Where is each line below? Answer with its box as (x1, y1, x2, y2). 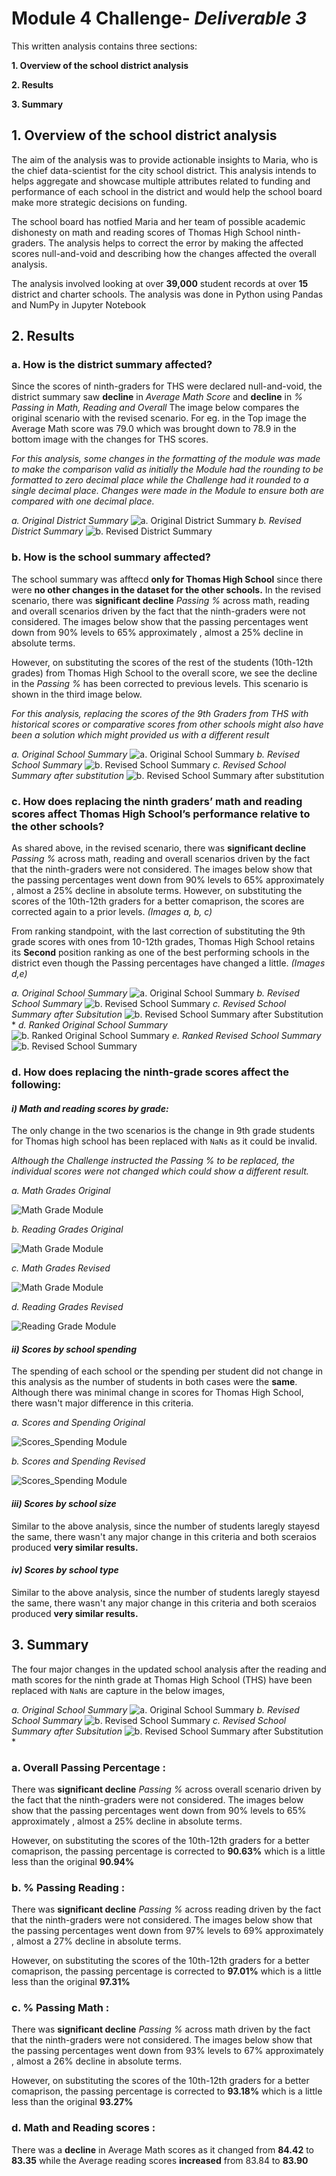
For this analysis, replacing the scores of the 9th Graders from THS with (11, 707, 309, 719)
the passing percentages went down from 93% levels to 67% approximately (11, 2045, 324, 2057)
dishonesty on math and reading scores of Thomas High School (11, 226, 274, 238)
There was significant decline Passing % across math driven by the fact (11, 2023, 311, 2036)
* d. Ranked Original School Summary (11, 1019, 168, 1031)
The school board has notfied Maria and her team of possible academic (11, 215, 306, 227)
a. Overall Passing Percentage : (11, 1760, 166, 1774)
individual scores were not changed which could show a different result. (11, 1165, 309, 1177)
